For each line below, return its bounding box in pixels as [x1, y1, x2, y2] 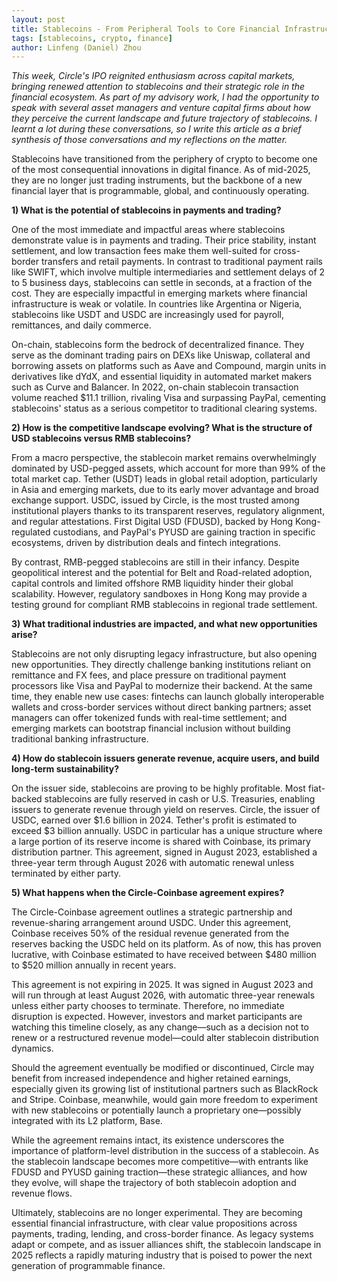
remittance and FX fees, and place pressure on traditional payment [11, 669, 287, 681]
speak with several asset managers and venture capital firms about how [11, 102, 311, 114]
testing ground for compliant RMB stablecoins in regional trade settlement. [11, 599, 318, 611]
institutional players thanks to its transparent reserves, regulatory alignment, [11, 505, 326, 517]
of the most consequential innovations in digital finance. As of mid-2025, [11, 164, 311, 176]
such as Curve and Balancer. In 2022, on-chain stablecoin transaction [11, 381, 299, 393]
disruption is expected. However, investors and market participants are [11, 1011, 303, 1023]
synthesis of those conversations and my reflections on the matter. [11, 134, 288, 146]
